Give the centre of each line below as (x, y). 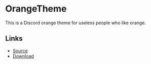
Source (20, 50)
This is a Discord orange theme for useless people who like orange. (75, 23)
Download (23, 56)
